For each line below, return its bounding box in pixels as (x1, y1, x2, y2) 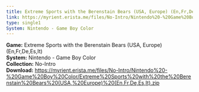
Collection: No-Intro (6, 61, 56, 68)
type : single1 (6, 20, 41, 26)
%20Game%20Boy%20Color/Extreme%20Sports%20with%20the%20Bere (6, 73, 191, 80)
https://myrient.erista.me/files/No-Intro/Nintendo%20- (34, 66, 168, 74)
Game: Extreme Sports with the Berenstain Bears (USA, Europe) (6, 42, 162, 49)
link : (6, 14, 20, 20)
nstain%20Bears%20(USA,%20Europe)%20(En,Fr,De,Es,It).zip (6, 80, 160, 87)
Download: (6, 66, 34, 74)
